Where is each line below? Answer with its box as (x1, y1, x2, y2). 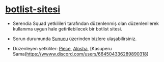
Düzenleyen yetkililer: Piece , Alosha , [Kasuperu (12, 45, 112, 51)
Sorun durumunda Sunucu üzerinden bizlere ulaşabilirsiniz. (12, 36, 136, 42)
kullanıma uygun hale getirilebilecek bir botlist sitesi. (12, 25, 122, 32)
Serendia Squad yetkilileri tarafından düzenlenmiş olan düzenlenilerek (12, 20, 159, 26)
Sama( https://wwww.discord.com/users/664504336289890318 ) (12, 51, 149, 57)
